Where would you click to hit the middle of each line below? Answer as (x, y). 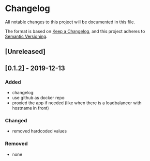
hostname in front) (30, 108)
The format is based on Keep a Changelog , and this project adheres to (75, 31)
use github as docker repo (38, 98)
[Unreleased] (25, 52)
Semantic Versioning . (26, 36)
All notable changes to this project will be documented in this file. (70, 22)
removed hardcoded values (39, 131)
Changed (16, 120)
